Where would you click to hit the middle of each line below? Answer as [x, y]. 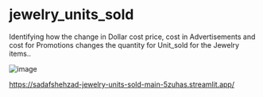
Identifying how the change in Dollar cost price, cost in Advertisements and [132, 37]
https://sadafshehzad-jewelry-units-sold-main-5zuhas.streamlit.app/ [122, 84]
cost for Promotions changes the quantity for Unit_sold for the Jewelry [124, 45]
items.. [20, 53]
